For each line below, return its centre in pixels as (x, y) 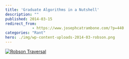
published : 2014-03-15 (29, 19)
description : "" (22, 14)
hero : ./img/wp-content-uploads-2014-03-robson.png (60, 38)
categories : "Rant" (25, 33)
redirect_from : (21, 24)
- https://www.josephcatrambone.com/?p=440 (78, 28)
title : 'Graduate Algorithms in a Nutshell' (52, 10)
